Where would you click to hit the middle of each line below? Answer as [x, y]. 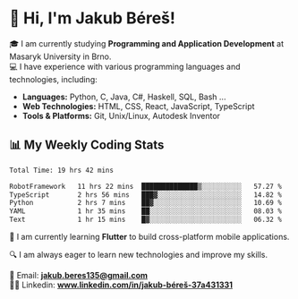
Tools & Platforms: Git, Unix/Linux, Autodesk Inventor [121, 115]
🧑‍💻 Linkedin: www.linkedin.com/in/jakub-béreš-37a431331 [121, 285]
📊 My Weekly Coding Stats [87, 145]
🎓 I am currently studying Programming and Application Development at [147, 43]
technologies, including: [54, 79]
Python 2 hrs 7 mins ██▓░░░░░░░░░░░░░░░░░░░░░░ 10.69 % [145, 203]
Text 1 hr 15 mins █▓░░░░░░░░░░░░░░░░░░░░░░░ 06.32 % [145, 220]
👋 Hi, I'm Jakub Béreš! [93, 18]
